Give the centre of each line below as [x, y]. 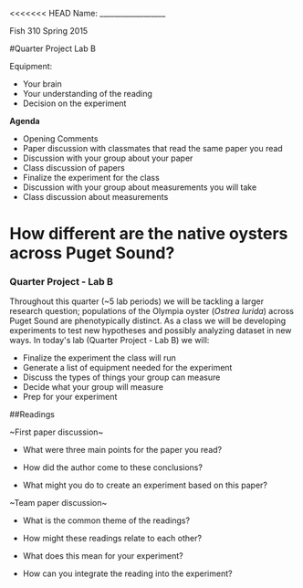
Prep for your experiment [70, 397]
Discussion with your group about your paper [108, 158]
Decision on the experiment [74, 103]
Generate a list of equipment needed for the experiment [127, 368]
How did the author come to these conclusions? [113, 467]
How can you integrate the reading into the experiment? [127, 573]
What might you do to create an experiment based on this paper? [145, 485]
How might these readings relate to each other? [112, 539]
